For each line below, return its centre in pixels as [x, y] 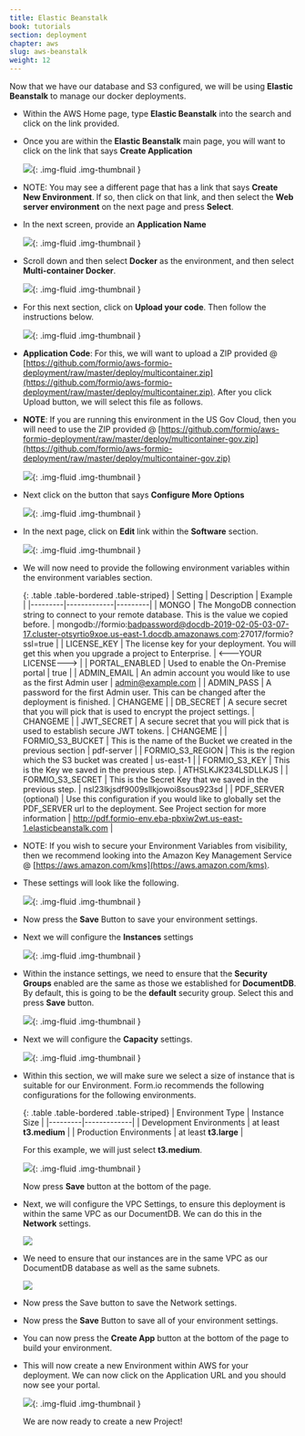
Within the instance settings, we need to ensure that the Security [145, 974]
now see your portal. [61, 1385]
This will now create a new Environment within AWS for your [135, 1365]
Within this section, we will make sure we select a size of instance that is [159, 1075]
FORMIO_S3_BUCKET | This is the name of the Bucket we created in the [158, 741]
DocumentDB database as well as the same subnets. [121, 1268]
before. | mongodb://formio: [75, 624]
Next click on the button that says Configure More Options [133, 495]
